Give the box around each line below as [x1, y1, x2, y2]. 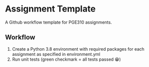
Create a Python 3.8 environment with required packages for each [12, 46, 145, 52]
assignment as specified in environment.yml [12, 51, 100, 57]
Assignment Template [5, 3, 96, 14]
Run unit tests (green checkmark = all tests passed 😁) [12, 56, 121, 62]
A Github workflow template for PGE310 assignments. [5, 19, 112, 25]
